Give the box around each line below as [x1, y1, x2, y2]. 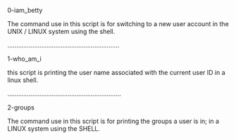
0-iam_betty [7, 6, 43, 14]
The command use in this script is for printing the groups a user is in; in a [7, 117, 220, 125]
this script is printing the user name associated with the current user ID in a [7, 69, 225, 76]
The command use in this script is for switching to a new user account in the [7, 20, 229, 28]
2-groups [7, 103, 35, 112]
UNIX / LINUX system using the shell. [7, 28, 116, 35]
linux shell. [7, 76, 39, 84]
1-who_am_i [7, 54, 42, 63]
